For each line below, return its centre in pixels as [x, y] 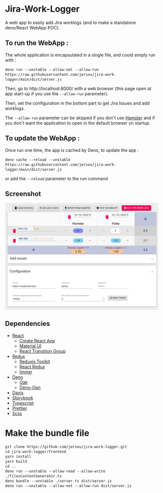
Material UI [30, 346]
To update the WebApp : [43, 139]
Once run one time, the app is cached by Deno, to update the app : [72, 150]
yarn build [16, 461]
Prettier [19, 408]
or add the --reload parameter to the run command [56, 178]
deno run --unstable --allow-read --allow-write [55, 471]
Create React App [37, 341]
